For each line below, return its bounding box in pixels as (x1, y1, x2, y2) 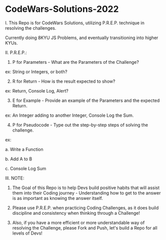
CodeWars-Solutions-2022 (5, 3, 119, 15)
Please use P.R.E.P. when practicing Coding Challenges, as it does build (12, 204, 159, 211)
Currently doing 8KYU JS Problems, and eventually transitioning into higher (5, 35, 159, 41)
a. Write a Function (5, 146, 43, 152)
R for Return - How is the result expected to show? (12, 78, 116, 84)
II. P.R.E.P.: (5, 49, 27, 55)
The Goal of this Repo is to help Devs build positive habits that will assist (12, 185, 160, 191)
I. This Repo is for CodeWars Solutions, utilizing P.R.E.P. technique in (5, 20, 145, 26)
